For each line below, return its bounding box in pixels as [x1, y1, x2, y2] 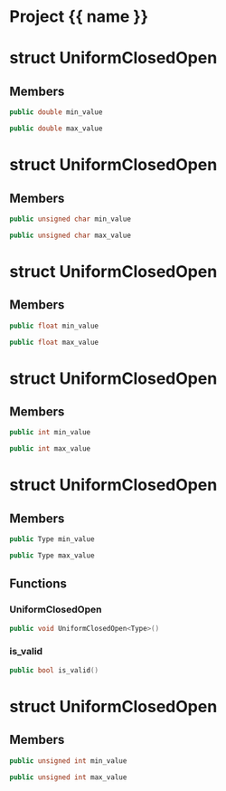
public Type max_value [9, 551, 95, 560]
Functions [9, 577, 68, 592]
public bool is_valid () [9, 665, 99, 675]
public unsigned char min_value [9, 214, 131, 224]
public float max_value [9, 338, 99, 347]
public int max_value [9, 444, 91, 453]
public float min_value [9, 321, 99, 330]
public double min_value [9, 108, 103, 117]
